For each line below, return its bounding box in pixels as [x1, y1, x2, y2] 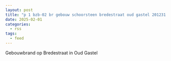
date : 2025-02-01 [5, 17, 42, 22]
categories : [5, 21, 31, 27]
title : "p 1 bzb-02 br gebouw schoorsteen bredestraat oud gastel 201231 [5, 12, 166, 17]
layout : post [5, 7, 33, 13]
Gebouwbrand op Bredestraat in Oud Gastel [5, 49, 98, 56]
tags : [5, 31, 17, 36]
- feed [10, 36, 24, 41]
